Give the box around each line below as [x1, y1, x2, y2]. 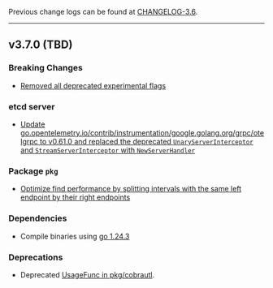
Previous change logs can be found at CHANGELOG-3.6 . [8, 7, 198, 16]
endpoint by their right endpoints [19, 192, 131, 202]
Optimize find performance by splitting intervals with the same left [19, 184, 242, 194]
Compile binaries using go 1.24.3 [19, 231, 130, 241]
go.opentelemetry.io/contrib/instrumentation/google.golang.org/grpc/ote [19, 127, 265, 137]
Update [19, 119, 45, 129]
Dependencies [8, 213, 67, 224]
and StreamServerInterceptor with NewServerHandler [19, 145, 196, 155]
